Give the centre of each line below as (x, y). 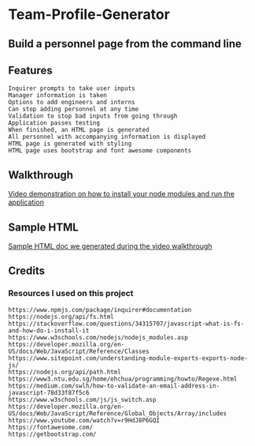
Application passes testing (54, 123)
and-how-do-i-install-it (49, 330)
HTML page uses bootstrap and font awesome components (100, 151)
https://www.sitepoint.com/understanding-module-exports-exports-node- (128, 358)
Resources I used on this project (71, 294)
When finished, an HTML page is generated (79, 130)
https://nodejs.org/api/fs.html (61, 317)
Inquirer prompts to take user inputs (72, 88)
